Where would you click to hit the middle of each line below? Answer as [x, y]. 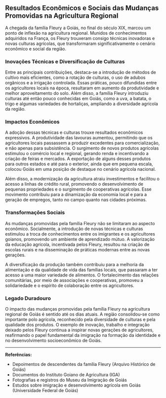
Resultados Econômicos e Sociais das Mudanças [82, 8]
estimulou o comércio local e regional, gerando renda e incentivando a [77, 154]
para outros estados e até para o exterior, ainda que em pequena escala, [79, 164]
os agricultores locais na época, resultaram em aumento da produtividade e [82, 88]
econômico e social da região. [36, 48]
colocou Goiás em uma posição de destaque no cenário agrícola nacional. [81, 169]
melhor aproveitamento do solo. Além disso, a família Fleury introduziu [77, 93]
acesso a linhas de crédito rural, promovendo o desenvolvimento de [74, 184]
